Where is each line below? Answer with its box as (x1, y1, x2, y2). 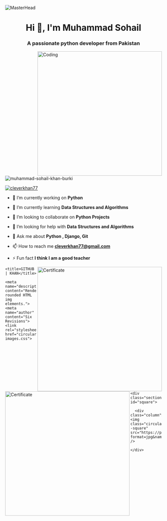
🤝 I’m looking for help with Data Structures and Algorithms (12, 224, 134, 230)
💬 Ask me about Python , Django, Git (12, 233, 88, 239)
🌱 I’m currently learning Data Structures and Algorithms (12, 205, 129, 210)
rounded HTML (5, 293, 32, 298)
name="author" (5, 310, 35, 315)
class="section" (130, 396, 164, 401)
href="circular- (5, 332, 39, 337)
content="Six (5, 314, 32, 319)
